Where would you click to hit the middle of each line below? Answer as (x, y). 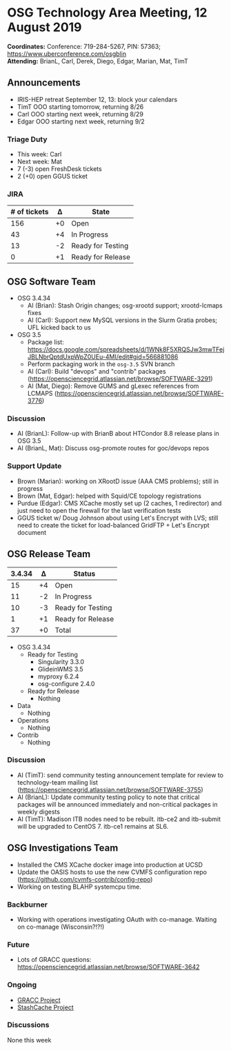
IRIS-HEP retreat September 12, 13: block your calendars (97, 99)
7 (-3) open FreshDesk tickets (59, 169)
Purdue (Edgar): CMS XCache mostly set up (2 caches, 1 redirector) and (119, 503)
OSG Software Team (51, 282)
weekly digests (39, 811)
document (32, 532)
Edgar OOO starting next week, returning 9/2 (81, 121)
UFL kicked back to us (59, 327)
